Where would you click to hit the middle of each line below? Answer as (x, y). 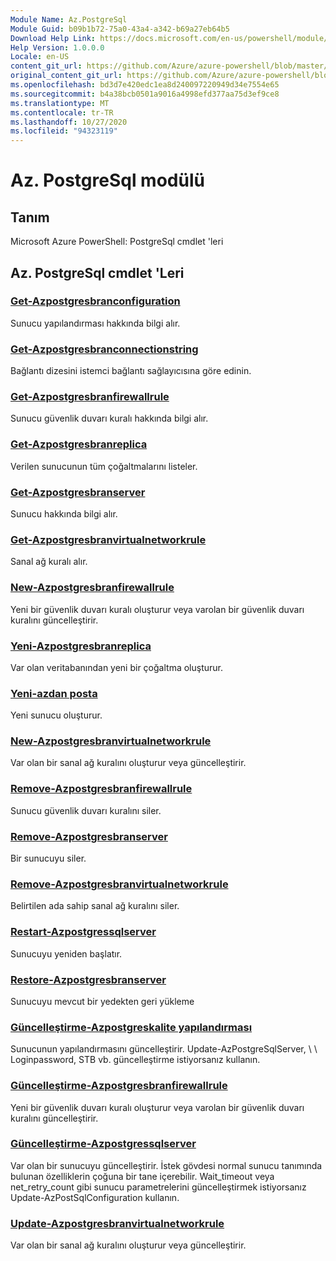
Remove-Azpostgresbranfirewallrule (101, 789)
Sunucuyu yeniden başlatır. (66, 953)
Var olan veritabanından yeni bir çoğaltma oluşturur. (116, 667)
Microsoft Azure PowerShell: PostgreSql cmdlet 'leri (117, 242)
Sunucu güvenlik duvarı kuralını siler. (86, 810)
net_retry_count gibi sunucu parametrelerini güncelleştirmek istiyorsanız (158, 1187)
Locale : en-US (40, 57)
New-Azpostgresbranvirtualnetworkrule (111, 741)
